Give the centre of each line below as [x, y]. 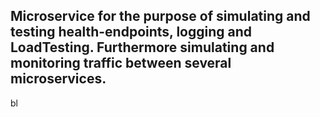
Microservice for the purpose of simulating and [160, 16]
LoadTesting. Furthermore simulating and [142, 47]
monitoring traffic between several [121, 63]
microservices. [58, 79]
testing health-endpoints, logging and [131, 32]
